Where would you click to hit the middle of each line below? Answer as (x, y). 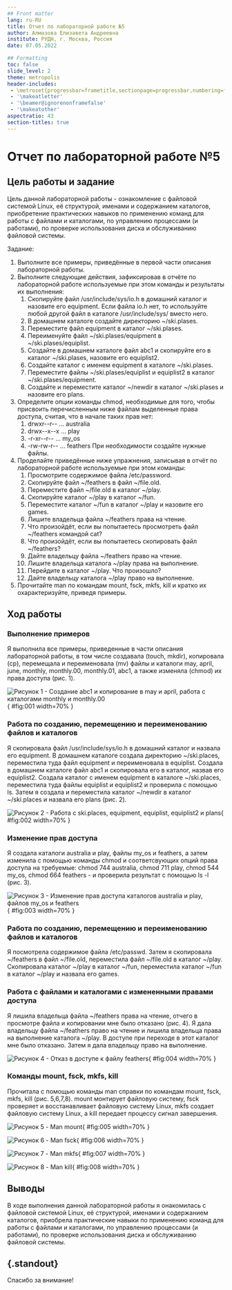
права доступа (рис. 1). (41, 679)
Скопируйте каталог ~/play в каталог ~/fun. (91, 497)
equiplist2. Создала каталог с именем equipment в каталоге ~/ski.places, (114, 777)
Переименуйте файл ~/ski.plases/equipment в (95, 335)
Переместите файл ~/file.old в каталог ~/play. (95, 490)
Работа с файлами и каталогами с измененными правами (110, 992)
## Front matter (30, 13)
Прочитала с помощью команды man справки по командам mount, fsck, (114, 1091)
